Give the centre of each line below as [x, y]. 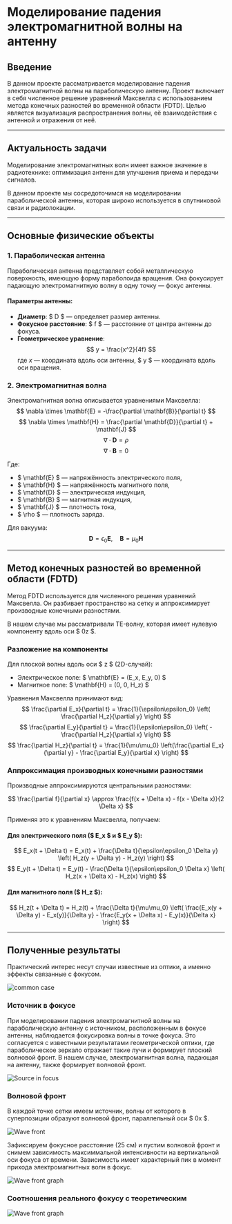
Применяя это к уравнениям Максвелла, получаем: [84, 820]
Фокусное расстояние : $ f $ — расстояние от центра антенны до [114, 324]
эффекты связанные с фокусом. [54, 974]
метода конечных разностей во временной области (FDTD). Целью [107, 105]
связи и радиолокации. [41, 207]
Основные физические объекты [81, 236]
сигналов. [22, 180]
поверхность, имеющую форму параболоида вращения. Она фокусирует [115, 278]
